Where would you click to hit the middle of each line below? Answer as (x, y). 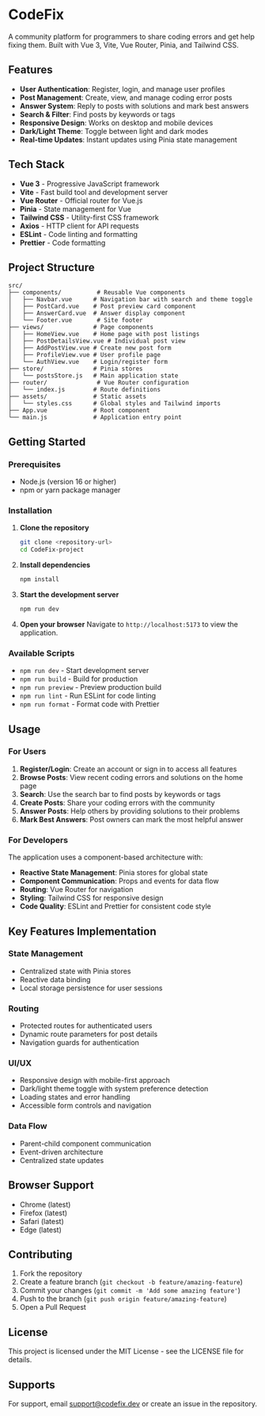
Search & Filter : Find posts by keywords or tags (97, 114)
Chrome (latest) (45, 1204)
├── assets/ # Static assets (78, 397)
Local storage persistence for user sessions (91, 988)
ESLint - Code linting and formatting (79, 234)
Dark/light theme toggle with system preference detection (114, 1089)
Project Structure (51, 267)
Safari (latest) (42, 1221)
